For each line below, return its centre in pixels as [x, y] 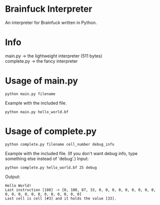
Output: [13, 177]
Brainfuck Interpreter [49, 9]
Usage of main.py [41, 81]
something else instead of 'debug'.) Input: [47, 159]
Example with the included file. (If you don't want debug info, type [71, 153]
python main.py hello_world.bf [37, 112]
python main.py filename [30, 94]
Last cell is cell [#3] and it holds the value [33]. [61, 198]
